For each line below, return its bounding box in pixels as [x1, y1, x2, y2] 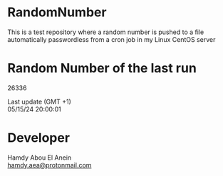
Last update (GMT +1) [7, 97, 71, 106]
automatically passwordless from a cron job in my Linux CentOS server [7, 35, 216, 43]
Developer [7, 130, 70, 146]
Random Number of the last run [7, 60, 197, 77]
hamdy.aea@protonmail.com [7, 160, 92, 169]
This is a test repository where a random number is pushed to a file [7, 28, 204, 36]
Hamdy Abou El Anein [7, 153, 72, 162]
